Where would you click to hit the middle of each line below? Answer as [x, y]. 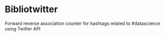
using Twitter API [23, 28]
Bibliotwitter [31, 9]
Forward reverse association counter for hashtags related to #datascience [82, 23]
